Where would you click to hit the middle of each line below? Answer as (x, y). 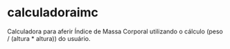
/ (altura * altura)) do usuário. (49, 38)
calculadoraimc (53, 13)
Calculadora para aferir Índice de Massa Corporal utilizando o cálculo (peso (115, 31)
